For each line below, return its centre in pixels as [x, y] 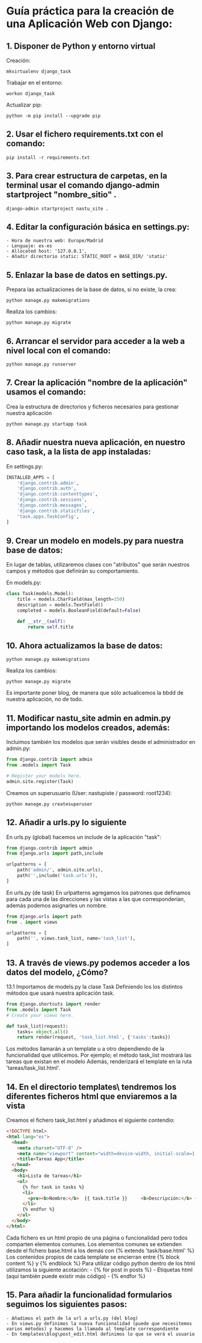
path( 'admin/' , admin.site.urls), [60, 870]
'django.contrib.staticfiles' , [56, 511]
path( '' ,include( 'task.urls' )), [57, 876]
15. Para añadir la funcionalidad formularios [89, 1295]
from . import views [32, 922]
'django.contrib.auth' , [47, 488]
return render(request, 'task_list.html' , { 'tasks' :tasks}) [94, 1037]
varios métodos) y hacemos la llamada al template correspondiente [93, 1329]
